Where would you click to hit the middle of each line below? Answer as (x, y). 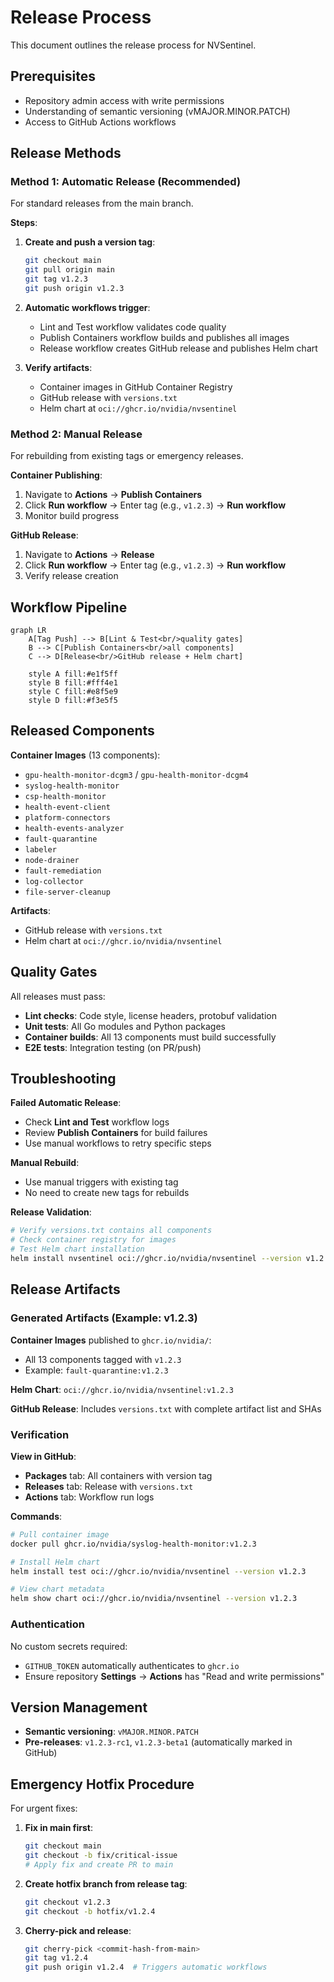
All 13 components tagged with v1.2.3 (103, 1359)
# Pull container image (60, 1534)
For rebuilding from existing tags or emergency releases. (127, 456)
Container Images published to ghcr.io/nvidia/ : (111, 1340)
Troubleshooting (63, 1079)
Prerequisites (53, 76)
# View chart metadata (57, 1589)
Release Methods (66, 153)
